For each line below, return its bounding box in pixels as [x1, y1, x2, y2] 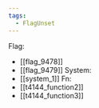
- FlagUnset [15, 19, 56, 27]
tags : [8, 11, 26, 20]
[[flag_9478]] [19, 57, 64, 66]
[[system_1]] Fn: [19, 74, 72, 83]
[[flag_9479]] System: [19, 65, 92, 74]
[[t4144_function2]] [19, 82, 84, 92]
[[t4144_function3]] [19, 90, 84, 100]
